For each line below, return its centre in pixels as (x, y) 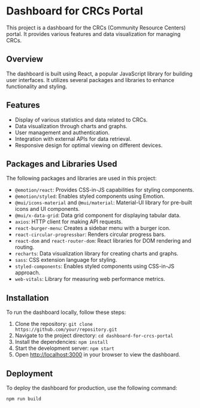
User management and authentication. (62, 132)
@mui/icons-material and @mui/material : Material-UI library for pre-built (103, 203)
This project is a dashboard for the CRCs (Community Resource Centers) (96, 28)
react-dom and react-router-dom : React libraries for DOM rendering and (103, 241)
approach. (28, 273)
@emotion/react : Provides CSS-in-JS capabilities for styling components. (104, 190)
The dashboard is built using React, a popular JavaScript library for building (99, 74)
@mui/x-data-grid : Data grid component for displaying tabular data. (98, 215)
